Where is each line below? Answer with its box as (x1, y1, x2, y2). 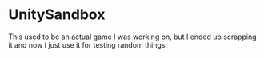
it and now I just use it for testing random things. (8, 40, 168, 49)
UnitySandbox (8, 6, 106, 24)
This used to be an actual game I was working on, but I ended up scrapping (8, 32, 257, 41)
